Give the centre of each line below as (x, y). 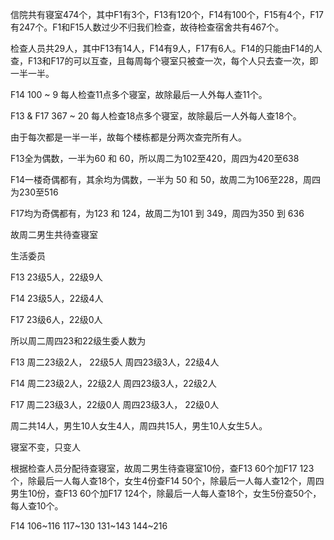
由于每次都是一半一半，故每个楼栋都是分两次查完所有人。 (128, 137)
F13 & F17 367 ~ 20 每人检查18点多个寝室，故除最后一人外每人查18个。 (156, 116)
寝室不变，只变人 (45, 447)
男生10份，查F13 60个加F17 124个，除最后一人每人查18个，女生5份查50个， (166, 493)
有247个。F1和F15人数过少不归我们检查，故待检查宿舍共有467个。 (147, 27)
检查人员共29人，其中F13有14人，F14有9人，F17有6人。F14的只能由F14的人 (166, 48)
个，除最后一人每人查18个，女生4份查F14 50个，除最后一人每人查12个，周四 (167, 481)
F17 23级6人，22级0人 (56, 319)
